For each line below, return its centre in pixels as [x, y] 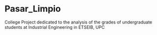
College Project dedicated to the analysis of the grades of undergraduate [78, 22]
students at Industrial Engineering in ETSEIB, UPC [55, 27]
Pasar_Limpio [33, 9]
